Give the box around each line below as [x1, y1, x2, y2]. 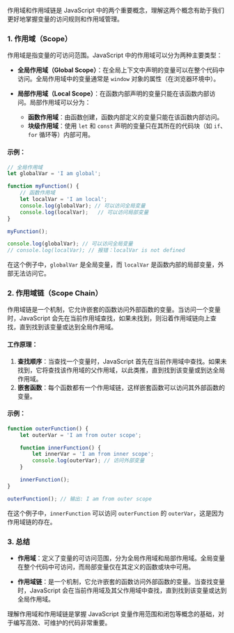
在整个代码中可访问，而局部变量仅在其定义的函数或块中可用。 [17, 563, 195, 571]
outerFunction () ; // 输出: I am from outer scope [7, 495, 152, 502]
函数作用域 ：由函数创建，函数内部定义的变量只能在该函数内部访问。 [27, 113, 224, 121]
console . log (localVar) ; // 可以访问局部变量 [19, 209, 149, 216]
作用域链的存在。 [7, 517, 56, 526]
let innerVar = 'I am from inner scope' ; [32, 451, 155, 458]
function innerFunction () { [19, 444, 101, 452]
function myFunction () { [7, 183, 79, 190]
